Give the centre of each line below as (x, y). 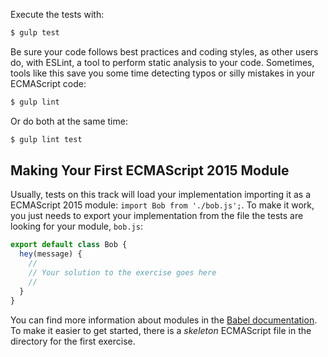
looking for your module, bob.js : (76, 226)
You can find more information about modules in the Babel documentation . (164, 320)
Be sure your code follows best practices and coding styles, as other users (164, 51)
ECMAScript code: (48, 83)
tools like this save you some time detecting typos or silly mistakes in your (162, 73)
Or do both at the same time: (69, 121)
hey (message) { (51, 254)
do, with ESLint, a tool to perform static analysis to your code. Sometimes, (162, 62)
